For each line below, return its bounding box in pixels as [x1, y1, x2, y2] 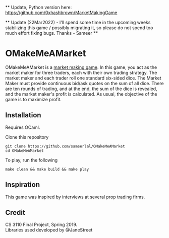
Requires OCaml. [5, 124, 40, 130]
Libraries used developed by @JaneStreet [5, 227, 93, 233]
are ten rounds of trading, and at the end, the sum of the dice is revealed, [5, 86, 157, 92]
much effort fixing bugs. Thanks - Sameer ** [5, 30, 98, 36]
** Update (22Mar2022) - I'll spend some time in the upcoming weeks [5, 20, 151, 25]
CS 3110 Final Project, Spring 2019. [5, 221, 78, 228]
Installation [5, 111, 41, 120]
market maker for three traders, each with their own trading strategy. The [5, 69, 157, 75]
